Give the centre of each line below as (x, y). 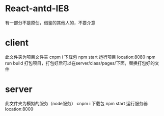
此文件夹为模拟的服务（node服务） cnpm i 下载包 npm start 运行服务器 (77, 103)
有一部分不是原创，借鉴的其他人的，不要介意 (50, 23)
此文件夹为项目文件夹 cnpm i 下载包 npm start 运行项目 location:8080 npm (80, 57)
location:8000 (19, 109)
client (17, 43)
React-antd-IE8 (37, 9)
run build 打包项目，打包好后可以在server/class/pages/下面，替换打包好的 (80, 63)
